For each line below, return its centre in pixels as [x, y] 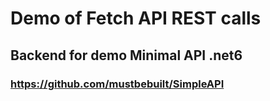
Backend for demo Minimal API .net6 [126, 55]
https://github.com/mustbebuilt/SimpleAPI [117, 84]
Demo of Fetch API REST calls [136, 18]
